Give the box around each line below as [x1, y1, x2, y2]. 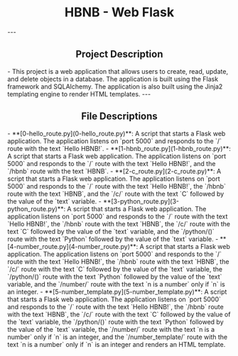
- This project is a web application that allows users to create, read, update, [7, 67, 229, 75]
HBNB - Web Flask [64, 4, 175, 21]
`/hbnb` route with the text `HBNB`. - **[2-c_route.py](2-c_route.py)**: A [7, 167, 222, 175]
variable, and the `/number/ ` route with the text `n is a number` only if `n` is [7, 279, 226, 288]
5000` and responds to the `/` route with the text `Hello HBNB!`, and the [7, 159, 216, 167]
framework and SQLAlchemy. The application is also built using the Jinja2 [7, 82, 223, 91]
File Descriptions [81, 111, 158, 123]
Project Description [75, 48, 163, 60]
